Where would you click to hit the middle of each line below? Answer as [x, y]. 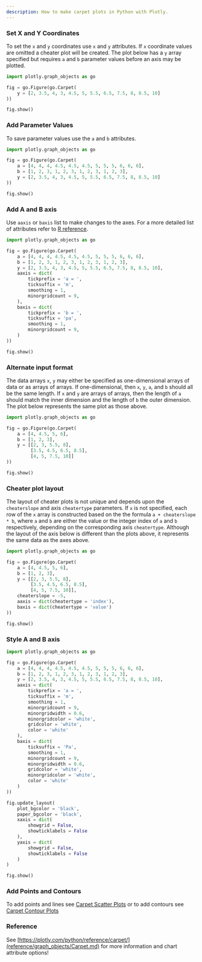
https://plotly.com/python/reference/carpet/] [74, 940]
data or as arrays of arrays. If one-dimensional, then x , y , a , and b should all [99, 387]
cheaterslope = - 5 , [42, 596]
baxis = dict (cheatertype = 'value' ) [65, 607]
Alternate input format [40, 367]
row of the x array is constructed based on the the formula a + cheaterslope [101, 514]
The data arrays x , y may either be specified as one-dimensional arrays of [98, 380]
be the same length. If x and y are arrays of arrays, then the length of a [94, 393]
